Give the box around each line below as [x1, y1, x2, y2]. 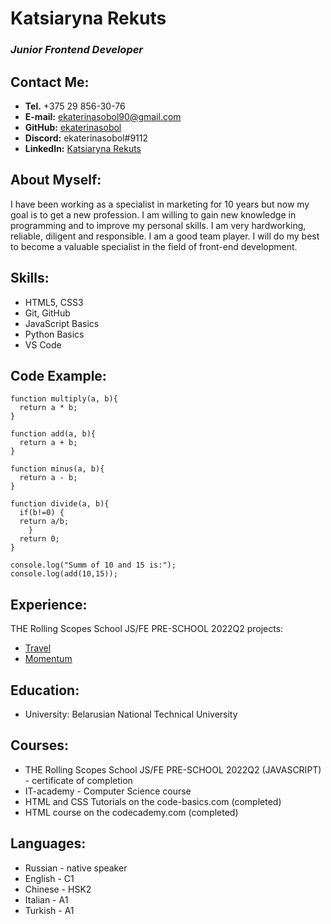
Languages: [10, 835, 87, 852]
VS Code [24, 338, 62, 351]
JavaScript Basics [24, 317, 100, 329]
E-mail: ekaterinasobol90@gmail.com [24, 110, 182, 122]
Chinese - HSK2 [24, 883, 92, 895]
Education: [10, 682, 80, 699]
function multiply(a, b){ [10, 394, 118, 404]
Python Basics [24, 328, 85, 340]
